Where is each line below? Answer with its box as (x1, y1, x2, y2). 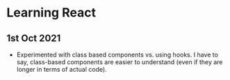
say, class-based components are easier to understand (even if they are (16, 58, 223, 66)
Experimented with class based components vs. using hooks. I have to (16, 50, 218, 59)
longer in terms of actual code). (16, 66, 107, 73)
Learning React (6, 5, 97, 21)
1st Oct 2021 (6, 32, 61, 44)
